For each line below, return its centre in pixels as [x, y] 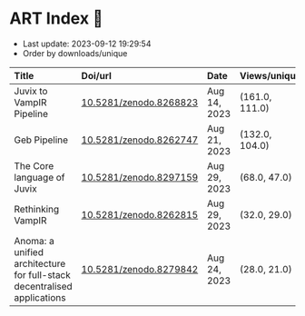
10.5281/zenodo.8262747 [140, 140]
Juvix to [31, 91]
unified [29, 252]
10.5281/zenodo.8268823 [140, 102]
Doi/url [96, 75]
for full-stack [42, 274]
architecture [40, 263]
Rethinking [37, 209]
